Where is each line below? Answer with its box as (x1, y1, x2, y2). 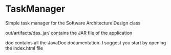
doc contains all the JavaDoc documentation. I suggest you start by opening (5, 39, 166, 46)
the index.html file (5, 45, 44, 51)
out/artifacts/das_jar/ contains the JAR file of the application (5, 30, 133, 36)
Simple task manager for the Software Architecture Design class (5, 20, 141, 26)
